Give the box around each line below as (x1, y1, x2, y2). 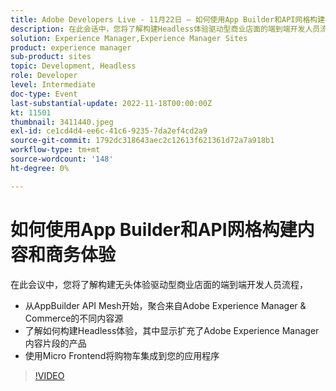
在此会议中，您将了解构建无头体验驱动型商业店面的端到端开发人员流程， (10, 278, 308, 290)
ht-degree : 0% (10, 163, 70, 173)
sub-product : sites (10, 52, 92, 62)
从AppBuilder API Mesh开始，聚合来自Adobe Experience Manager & (24, 299, 307, 311)
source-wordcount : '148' (10, 154, 114, 164)
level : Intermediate (10, 80, 97, 90)
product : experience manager (10, 42, 132, 53)
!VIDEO (34, 369, 65, 381)
